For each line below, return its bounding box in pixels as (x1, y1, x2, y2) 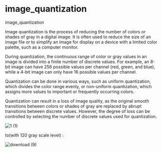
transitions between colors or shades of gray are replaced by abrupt (5, 103, 142, 109)
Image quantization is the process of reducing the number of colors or (5, 29, 146, 34)
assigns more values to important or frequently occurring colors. (5, 89, 135, 94)
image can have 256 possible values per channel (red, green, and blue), (11, 64, 156, 70)
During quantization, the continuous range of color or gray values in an (5, 53, 147, 59)
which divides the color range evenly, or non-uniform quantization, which (5, 83, 152, 89)
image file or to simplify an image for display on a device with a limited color (5, 39, 158, 45)
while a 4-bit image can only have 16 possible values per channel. (5, 69, 137, 75)
